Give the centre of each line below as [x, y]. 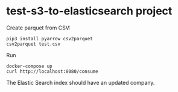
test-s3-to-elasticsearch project [89, 11]
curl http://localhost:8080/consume [52, 71]
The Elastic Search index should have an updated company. [81, 82]
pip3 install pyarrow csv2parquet [50, 38]
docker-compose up [29, 66]
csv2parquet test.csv [33, 44]
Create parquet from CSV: [38, 28]
